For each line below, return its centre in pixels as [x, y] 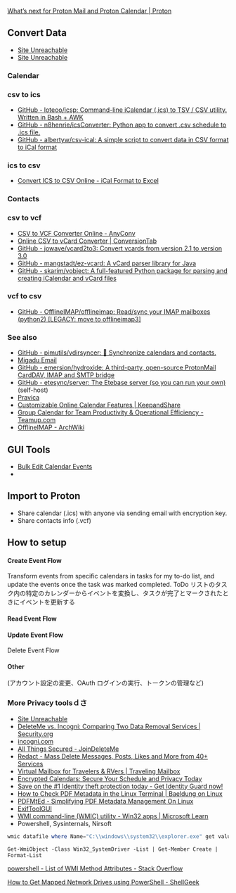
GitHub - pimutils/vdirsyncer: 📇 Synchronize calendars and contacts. [117, 353]
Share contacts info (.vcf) [54, 520]
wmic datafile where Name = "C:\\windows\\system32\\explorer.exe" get [111, 836]
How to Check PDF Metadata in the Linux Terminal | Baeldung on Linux [120, 793]
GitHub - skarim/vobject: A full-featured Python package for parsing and [123, 270]
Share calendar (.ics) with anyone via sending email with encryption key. [122, 513]
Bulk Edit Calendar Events [55, 466]
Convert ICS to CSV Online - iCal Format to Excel [88, 181]
